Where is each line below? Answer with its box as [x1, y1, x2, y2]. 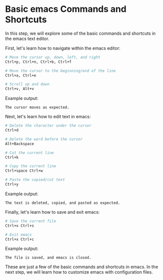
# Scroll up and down [5, 82, 50, 87]
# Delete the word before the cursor [5, 137, 83, 141]
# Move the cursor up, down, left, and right [5, 54, 100, 60]
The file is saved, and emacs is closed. [5, 255, 92, 260]
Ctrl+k [5, 155, 19, 160]
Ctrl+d [5, 128, 19, 133]
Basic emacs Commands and [5, 3, 127, 15]
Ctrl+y [5, 182, 19, 187]
